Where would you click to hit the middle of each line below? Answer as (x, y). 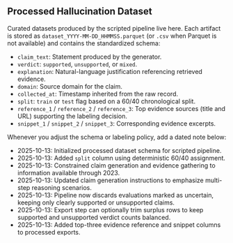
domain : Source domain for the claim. (70, 86)
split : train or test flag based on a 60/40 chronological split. (106, 101)
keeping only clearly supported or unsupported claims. (96, 202)
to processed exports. (49, 232)
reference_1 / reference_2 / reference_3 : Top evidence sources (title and (121, 108)
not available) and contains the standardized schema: (84, 43)
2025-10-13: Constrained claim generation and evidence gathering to (116, 165)
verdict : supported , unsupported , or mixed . (77, 64)
